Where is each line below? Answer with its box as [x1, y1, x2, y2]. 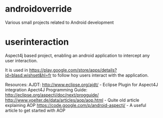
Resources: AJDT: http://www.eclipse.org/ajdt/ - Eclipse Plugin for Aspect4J [5, 82, 158, 87]
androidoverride [5, 3, 72, 15]
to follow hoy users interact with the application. [53, 72, 149, 78]
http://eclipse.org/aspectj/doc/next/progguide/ [5, 92, 99, 98]
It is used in [5, 67, 28, 73]
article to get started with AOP [5, 107, 66, 113]
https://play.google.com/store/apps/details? [29, 67, 117, 73]
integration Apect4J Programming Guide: [5, 86, 88, 93]
